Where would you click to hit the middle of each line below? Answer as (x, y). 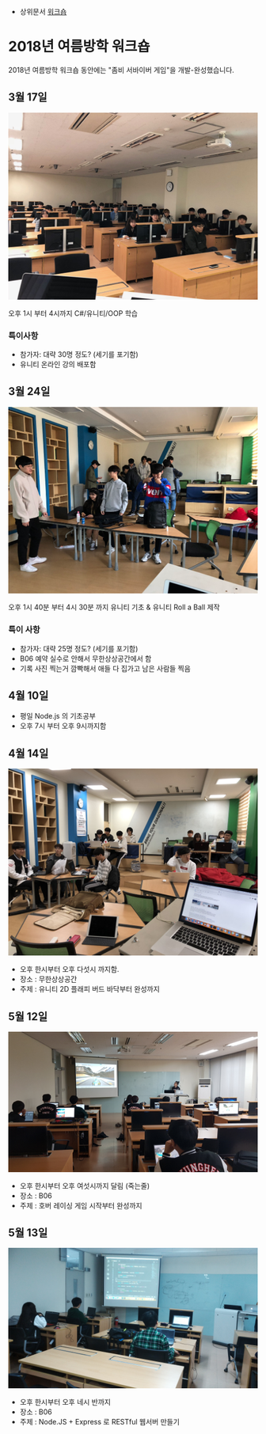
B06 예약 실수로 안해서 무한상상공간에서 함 (85, 658)
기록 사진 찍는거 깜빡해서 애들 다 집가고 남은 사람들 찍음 (105, 668)
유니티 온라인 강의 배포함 (58, 364)
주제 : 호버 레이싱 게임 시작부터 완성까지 (81, 1205)
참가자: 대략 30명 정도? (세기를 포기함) (79, 355)
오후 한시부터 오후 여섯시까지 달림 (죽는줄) (85, 1186)
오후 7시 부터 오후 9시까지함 (63, 726)
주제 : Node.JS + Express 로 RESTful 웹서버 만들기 (100, 1421)
